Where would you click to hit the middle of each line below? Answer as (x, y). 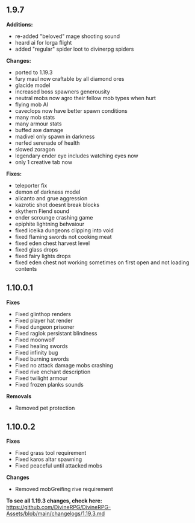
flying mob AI (32, 104)
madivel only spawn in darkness (55, 136)
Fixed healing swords (41, 346)
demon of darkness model (48, 192)
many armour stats (38, 124)
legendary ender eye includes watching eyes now (76, 156)
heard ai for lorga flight (43, 42)
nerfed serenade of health (47, 143)
